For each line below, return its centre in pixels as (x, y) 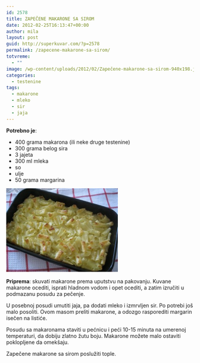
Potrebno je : (21, 130)
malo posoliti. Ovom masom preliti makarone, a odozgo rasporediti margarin (99, 311)
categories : (21, 75)
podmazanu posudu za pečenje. (46, 293)
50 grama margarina (40, 180)
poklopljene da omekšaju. (38, 342)
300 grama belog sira (41, 148)
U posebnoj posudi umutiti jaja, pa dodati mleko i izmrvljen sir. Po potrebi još (100, 305)
